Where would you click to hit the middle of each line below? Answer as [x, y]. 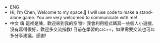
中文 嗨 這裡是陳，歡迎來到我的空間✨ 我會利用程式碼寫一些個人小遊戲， [83, 23]
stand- [146, 12]
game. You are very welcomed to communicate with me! [80, 17]
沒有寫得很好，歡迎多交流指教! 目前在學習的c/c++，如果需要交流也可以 [82, 29]
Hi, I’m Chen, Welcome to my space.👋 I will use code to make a [74, 12]
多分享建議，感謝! [28, 35]
